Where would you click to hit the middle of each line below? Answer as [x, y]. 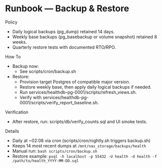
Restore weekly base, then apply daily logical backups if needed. [85, 87]
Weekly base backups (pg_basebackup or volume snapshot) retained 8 [85, 37]
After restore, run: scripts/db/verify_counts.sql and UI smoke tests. [80, 121]
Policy [11, 22]
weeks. [19, 42]
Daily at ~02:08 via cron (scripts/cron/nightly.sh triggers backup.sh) [81, 141]
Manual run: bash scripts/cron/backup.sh [55, 151]
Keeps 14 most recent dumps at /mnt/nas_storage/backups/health [79, 145]
